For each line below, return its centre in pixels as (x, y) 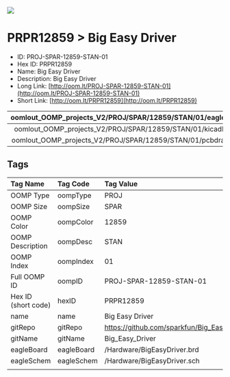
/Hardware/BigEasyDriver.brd (152, 350)
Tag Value (121, 184)
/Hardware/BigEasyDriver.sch (152, 361)
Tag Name (27, 184)
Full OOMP (28, 276)
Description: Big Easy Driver (56, 78)
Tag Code (74, 184)
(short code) (31, 305)
